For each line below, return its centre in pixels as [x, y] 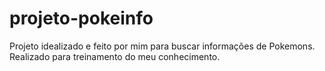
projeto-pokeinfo [81, 18]
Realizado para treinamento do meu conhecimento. [115, 56]
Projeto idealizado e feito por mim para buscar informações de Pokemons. [162, 46]
